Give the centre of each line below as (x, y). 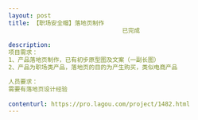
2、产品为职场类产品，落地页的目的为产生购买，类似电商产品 (93, 68)
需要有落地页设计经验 (38, 89)
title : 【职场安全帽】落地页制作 (56, 23)
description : (30, 45)
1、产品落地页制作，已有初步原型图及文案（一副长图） (84, 60)
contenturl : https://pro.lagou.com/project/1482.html (99, 104)
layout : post (30, 15)
